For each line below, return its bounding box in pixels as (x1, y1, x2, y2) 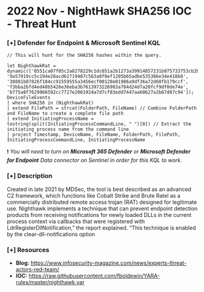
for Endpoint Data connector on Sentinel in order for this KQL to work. (7, 157, 182, 164)
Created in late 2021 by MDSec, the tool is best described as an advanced (7, 186, 191, 193)
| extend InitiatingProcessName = (7, 116, 94, 122)
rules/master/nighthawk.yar (15, 279, 85, 286)
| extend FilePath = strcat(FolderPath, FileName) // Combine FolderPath (7, 105, 197, 111)
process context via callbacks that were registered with (7, 218, 145, 225)
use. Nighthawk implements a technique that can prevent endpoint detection (7, 204, 198, 212)
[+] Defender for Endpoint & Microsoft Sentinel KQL (7, 39, 161, 47)
